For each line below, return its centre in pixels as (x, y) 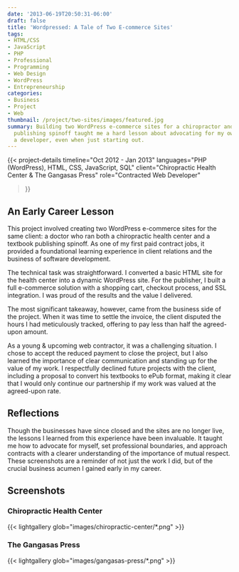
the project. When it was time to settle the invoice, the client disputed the (115, 317)
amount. (36, 332)
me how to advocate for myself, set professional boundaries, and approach (117, 445)
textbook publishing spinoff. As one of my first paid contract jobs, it (106, 244)
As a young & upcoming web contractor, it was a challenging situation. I (112, 345)
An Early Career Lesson (61, 211)
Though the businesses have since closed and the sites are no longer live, (116, 430)
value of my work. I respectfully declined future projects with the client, (112, 368)
